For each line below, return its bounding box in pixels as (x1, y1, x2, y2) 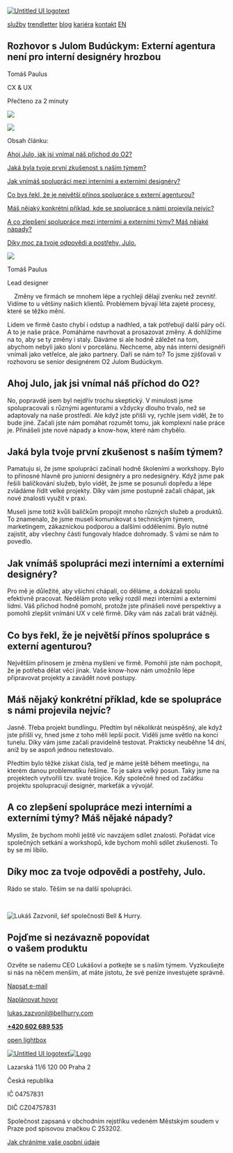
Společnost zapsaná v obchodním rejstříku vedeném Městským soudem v (7, 1117, 219, 1126)
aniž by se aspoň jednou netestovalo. (7, 745, 114, 753)
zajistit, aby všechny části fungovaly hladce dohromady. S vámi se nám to (7, 530, 219, 538)
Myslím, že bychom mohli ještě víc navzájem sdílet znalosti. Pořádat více (7, 831, 216, 839)
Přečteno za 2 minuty (7, 96, 69, 105)
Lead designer (7, 278, 49, 287)
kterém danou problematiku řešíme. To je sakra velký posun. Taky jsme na (7, 766, 220, 774)
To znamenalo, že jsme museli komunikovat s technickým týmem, (7, 515, 195, 523)
